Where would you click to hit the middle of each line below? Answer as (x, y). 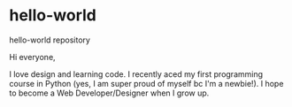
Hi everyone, (32, 57)
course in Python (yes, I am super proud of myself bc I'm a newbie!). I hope (146, 83)
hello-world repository (50, 40)
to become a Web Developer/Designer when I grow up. (109, 93)
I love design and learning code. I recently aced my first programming (136, 74)
